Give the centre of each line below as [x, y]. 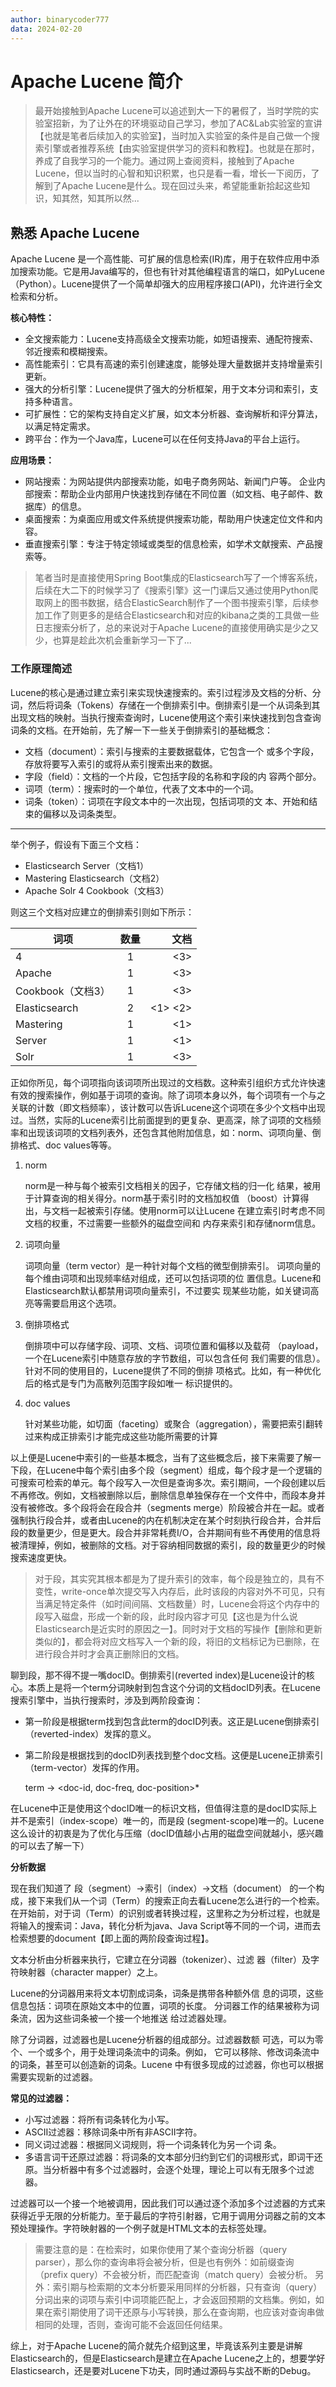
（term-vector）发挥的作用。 [84, 1767]
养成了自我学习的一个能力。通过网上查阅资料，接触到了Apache [164, 161]
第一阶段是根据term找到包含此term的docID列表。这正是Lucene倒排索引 [172, 1721]
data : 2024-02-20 [46, 29]
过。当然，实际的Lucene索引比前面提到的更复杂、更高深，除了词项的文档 [161, 1120]
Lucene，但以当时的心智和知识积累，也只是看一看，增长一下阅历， [173, 173]
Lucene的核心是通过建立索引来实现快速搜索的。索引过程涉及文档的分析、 [161, 692]
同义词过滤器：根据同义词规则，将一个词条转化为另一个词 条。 [153, 2144]
